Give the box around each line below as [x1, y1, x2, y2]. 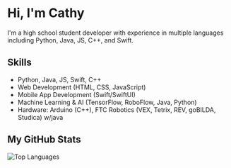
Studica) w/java [17, 113, 64, 121]
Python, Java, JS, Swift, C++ [17, 75, 102, 84]
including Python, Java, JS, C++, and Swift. [7, 35, 134, 44]
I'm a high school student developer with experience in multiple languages [7, 28, 224, 37]
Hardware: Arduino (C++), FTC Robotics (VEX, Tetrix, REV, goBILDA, [17, 105, 216, 114]
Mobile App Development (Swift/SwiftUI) [17, 90, 136, 99]
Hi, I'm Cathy [7, 5, 85, 21]
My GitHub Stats [7, 133, 81, 146]
